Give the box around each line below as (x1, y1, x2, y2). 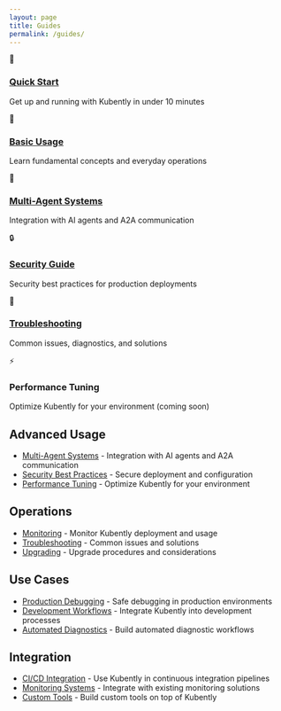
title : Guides (9, 21, 62, 30)
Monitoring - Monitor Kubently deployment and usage (21, 527, 218, 538)
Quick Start (9, 76, 59, 89)
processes (21, 614, 61, 625)
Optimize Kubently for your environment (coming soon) (9, 401, 210, 412)
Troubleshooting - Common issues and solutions (21, 537, 200, 548)
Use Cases (9, 573, 70, 588)
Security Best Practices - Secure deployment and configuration (21, 469, 254, 480)
